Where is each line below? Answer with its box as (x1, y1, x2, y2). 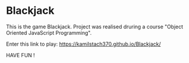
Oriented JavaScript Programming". (6, 29, 92, 36)
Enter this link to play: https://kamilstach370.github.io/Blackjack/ (6, 40, 161, 47)
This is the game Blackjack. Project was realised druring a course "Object (6, 23, 183, 30)
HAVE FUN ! (6, 51, 35, 58)
